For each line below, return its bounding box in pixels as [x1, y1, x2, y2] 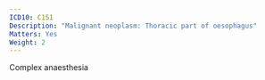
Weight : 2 [9, 37, 46, 47]
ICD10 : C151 [9, 12, 54, 22]
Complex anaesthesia [9, 62, 89, 73]
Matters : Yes [9, 29, 58, 38]
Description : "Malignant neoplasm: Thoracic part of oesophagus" [9, 21, 257, 30]
